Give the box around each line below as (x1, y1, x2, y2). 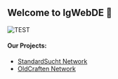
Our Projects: (7, 41, 47, 50)
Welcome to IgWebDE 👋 (7, 7, 112, 19)
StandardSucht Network (17, 57, 88, 66)
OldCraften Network (17, 64, 76, 73)
